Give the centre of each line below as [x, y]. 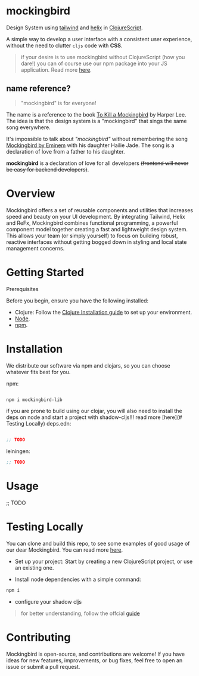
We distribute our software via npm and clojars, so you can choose [88, 365]
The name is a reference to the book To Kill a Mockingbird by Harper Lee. [96, 114]
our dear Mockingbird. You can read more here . [65, 550]
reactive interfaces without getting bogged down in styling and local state [97, 242]
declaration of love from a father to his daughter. [66, 151]
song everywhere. [28, 127]
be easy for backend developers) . [48, 169]
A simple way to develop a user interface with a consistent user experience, [99, 39]
